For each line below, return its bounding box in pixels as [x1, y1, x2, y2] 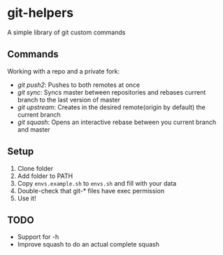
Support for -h [17, 233, 59, 241]
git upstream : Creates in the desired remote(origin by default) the [17, 103, 206, 111]
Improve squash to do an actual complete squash [17, 240, 159, 249]
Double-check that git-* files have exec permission [17, 186, 165, 195]
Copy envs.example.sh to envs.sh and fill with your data [17, 179, 177, 187]
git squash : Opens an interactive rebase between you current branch [17, 118, 217, 126]
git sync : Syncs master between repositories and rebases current [17, 88, 206, 96]
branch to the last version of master [17, 95, 121, 104]
